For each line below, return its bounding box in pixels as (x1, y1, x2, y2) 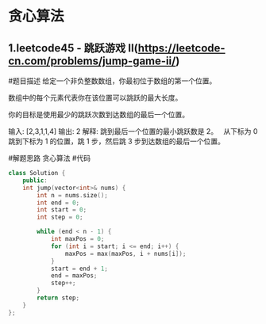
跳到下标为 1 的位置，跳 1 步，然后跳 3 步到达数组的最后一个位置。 (8, 136, 225, 146)
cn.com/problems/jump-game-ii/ (8, 54, 176, 67)
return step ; (37, 294, 80, 302)
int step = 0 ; (37, 213, 83, 222)
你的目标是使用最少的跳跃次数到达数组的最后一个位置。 (8, 110, 189, 119)
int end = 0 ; (37, 199, 80, 207)
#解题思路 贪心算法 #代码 (8, 154, 91, 162)
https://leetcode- (137, 41, 226, 55)
